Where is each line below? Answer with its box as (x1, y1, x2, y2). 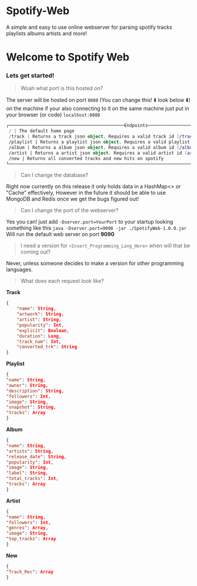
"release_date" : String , (6, 454, 67, 460)
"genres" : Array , (6, 525, 49, 531)
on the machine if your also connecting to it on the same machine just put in (6, 105, 189, 112)
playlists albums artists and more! (6, 29, 87, 36)
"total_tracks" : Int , (6, 475, 59, 482)
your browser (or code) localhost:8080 (6, 111, 101, 118)
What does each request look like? (20, 278, 104, 285)
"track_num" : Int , (16, 338, 62, 345)
